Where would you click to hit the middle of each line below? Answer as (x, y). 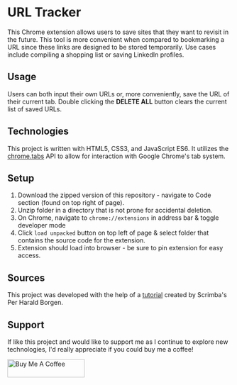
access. (29, 255)
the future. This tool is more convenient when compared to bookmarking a (116, 39)
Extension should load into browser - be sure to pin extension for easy (120, 248)
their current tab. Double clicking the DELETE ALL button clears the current (117, 101)
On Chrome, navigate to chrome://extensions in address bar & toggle (118, 218)
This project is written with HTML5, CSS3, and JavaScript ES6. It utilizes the (118, 148)
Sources (26, 278)
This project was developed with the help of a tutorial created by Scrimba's (117, 295)
